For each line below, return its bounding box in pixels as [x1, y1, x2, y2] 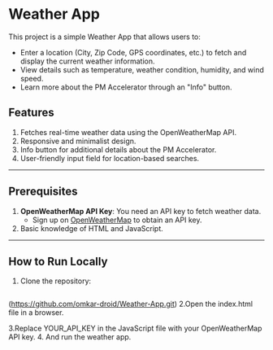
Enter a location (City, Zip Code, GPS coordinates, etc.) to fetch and [19, 47, 247, 57]
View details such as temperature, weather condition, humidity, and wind [19, 64, 264, 74]
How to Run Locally [8, 254, 108, 269]
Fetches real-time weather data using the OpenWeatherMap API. [19, 127, 237, 137]
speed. [19, 73, 44, 83]
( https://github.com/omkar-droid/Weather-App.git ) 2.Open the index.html [8, 299, 253, 309]
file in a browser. [8, 308, 64, 317]
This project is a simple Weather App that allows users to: [8, 32, 201, 42]
